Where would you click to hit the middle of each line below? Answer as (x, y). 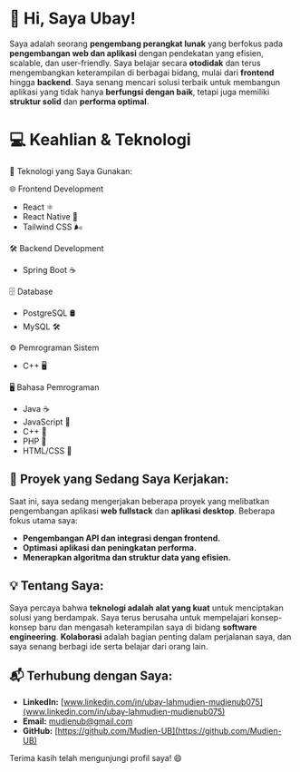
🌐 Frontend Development (57, 189)
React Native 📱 (50, 216)
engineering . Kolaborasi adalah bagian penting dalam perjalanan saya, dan (150, 636)
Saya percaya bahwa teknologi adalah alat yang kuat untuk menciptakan (146, 608)
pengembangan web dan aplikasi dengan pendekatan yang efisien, (137, 53)
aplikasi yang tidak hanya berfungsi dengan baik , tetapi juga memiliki (140, 92)
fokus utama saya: (44, 520)
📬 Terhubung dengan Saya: (91, 675)
